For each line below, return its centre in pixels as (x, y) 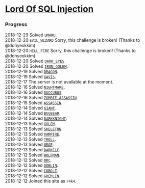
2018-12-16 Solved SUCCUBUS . (34, 92)
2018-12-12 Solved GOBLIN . (32, 165)
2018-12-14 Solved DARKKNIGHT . (36, 118)
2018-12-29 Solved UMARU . (31, 35)
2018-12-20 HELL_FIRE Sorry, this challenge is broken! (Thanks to (71, 51)
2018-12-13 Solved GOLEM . (31, 124)
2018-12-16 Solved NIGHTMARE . (35, 87)
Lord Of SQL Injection (49, 9)
